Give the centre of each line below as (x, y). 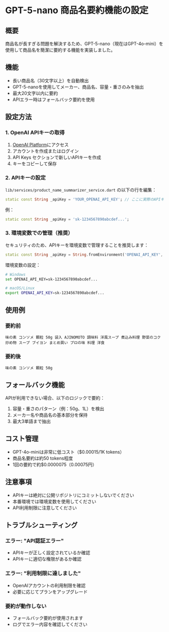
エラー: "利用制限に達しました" (43, 573)
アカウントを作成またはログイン (46, 151)
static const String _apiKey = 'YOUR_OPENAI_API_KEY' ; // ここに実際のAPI (83, 199)
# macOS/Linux (20, 288)
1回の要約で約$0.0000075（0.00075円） (55, 464)
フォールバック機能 (35, 385)
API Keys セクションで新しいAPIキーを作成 (57, 157)
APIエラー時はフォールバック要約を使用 (54, 100)
